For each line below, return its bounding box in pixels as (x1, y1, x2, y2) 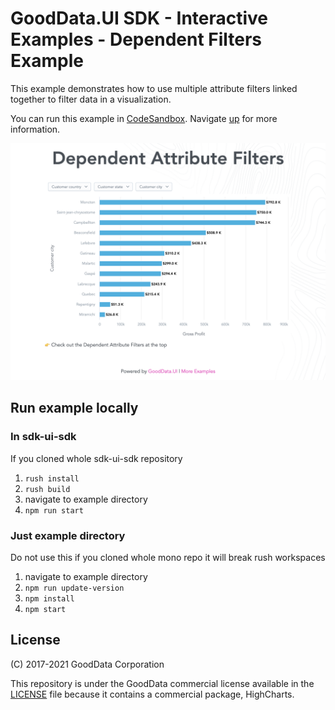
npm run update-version (24, 583, 125, 593)
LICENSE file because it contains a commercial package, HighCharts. (10, 688, 295, 700)
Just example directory (10, 528, 126, 542)
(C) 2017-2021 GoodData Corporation (10, 658, 165, 670)
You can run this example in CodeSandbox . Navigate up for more (10, 112, 278, 124)
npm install (24, 593, 75, 604)
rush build (24, 484, 71, 494)
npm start (24, 604, 67, 614)
